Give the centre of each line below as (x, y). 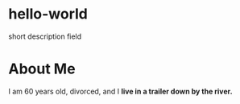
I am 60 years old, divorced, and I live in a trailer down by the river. (120, 91)
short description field (45, 36)
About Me (42, 69)
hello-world (48, 14)
